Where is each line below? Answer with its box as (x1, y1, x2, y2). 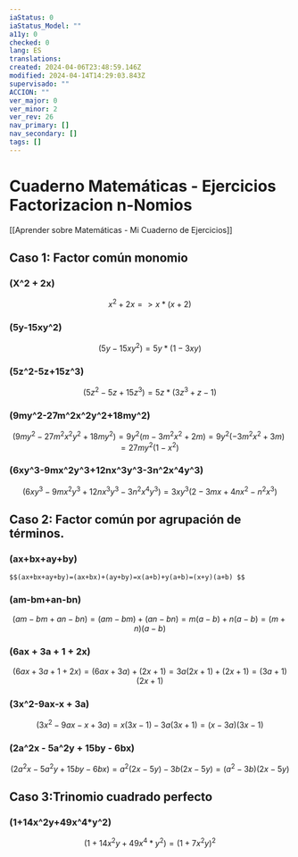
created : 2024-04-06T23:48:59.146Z (9, 63, 142, 72)
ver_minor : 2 (9, 104, 58, 113)
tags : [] (9, 137, 42, 146)
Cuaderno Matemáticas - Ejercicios (9, 176, 277, 196)
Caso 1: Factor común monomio (9, 251, 189, 266)
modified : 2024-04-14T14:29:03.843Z (9, 71, 145, 80)
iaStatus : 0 (9, 12, 54, 22)
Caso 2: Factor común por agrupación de (9, 512, 242, 527)
